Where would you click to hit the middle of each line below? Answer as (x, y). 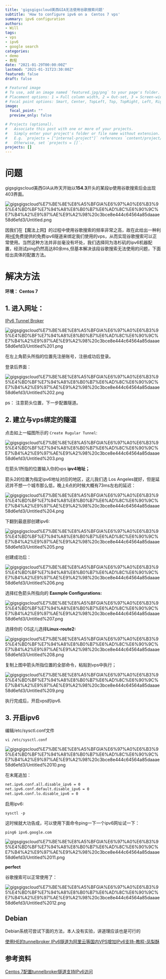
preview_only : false (31, 115)
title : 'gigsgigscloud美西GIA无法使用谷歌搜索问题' (55, 10)
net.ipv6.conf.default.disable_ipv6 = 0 (47, 789)
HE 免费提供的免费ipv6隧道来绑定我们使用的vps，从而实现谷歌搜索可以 (81, 236)
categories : (17, 51)
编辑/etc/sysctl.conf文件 (30, 730)
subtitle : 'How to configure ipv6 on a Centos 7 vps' (63, 14)
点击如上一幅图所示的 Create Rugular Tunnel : (51, 433)
